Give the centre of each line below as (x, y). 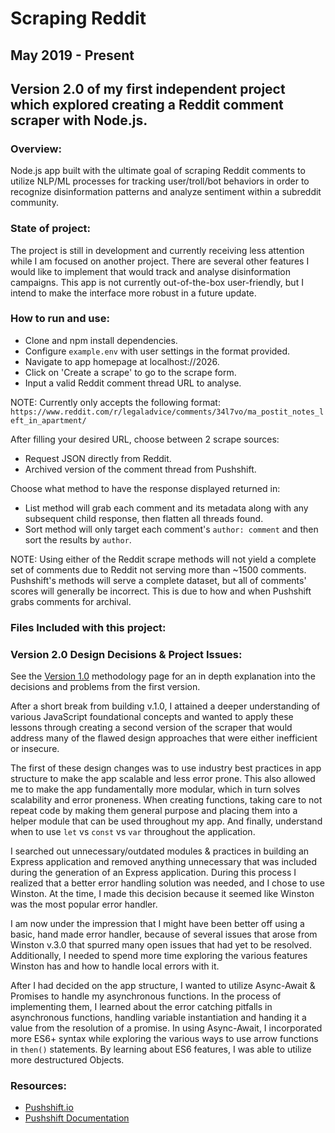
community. (34, 203)
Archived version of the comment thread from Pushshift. (140, 469)
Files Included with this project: (88, 627)
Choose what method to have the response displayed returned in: (145, 488)
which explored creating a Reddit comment (147, 104)
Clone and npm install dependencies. (101, 340)
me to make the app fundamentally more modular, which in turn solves (155, 789)
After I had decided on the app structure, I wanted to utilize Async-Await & (163, 986)
